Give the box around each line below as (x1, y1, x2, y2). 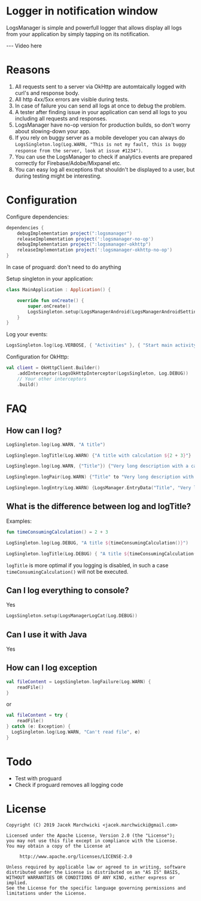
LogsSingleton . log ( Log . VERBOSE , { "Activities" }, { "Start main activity (6, 342, 197, 349)
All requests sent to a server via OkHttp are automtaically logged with (14, 83, 187, 90)
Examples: (6, 517, 32, 525)
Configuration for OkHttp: (6, 353, 69, 361)
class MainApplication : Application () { (6, 287, 111, 293)
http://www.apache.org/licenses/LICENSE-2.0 (19, 854, 133, 860)
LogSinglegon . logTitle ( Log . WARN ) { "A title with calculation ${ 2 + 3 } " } (6, 452, 191, 459)
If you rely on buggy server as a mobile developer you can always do (14, 134, 185, 141)
